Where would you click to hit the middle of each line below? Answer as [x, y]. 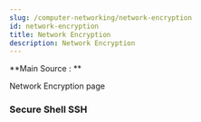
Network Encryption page [57, 86]
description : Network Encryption [72, 43]
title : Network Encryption [60, 34]
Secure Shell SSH [48, 109]
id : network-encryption [54, 26]
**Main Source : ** [45, 69]
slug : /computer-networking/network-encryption [101, 18]
